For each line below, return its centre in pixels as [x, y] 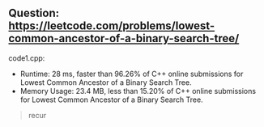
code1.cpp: [27, 58]
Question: [34, 13]
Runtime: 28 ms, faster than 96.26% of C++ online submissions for [132, 74]
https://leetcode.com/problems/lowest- [112, 26]
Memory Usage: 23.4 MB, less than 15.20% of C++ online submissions [138, 91]
